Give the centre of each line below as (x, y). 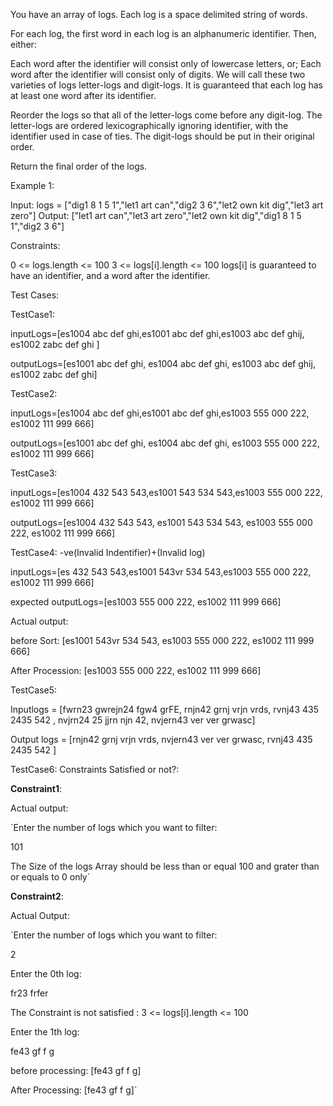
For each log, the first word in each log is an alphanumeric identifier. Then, (163, 33)
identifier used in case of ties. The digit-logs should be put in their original (162, 136)
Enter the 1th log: (45, 1032)
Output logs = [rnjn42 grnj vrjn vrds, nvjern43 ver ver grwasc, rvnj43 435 (161, 739)
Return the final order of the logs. (79, 166)
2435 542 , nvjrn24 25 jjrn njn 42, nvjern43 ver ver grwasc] (133, 720)
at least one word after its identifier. (83, 95)
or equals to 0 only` (50, 877)
